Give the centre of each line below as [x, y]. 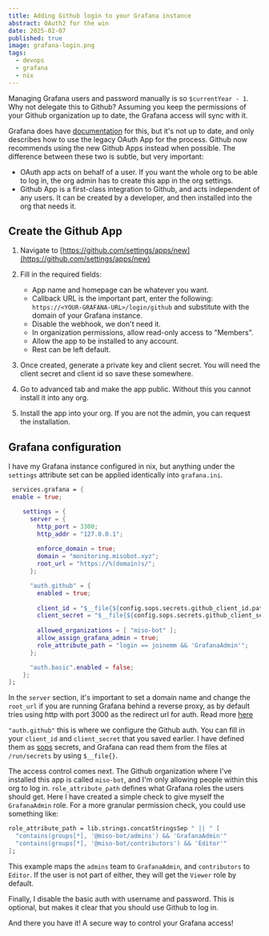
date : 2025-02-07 [37, 30]
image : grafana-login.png [51, 46]
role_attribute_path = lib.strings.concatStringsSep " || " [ [114, 829]
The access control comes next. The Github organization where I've [120, 772]
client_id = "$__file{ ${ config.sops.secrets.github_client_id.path [152, 608]
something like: [33, 814]
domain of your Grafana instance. [87, 316]
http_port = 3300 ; [68, 526]
